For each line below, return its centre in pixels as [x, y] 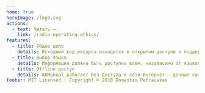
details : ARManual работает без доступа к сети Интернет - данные [103, 75]
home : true [20, 12]
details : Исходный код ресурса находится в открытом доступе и [99, 52]
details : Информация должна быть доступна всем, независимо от [99, 63]
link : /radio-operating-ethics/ [58, 35]
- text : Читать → [34, 29]
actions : [17, 23]
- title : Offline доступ [43, 69]
